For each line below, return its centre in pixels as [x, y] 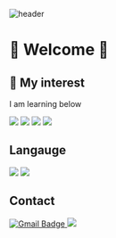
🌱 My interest [47, 82]
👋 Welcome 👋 [59, 50]
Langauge [38, 150]
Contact [32, 201]
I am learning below [46, 104]
